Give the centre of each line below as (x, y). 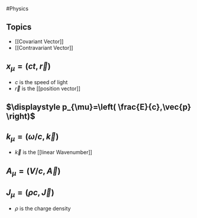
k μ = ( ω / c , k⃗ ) (33, 137)
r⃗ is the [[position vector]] (48, 88)
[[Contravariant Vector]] (44, 47)
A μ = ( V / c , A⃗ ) (33, 171)
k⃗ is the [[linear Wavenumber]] (54, 152)
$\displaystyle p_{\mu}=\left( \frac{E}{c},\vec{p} (98, 107)
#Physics (17, 9)
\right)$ (21, 116)
